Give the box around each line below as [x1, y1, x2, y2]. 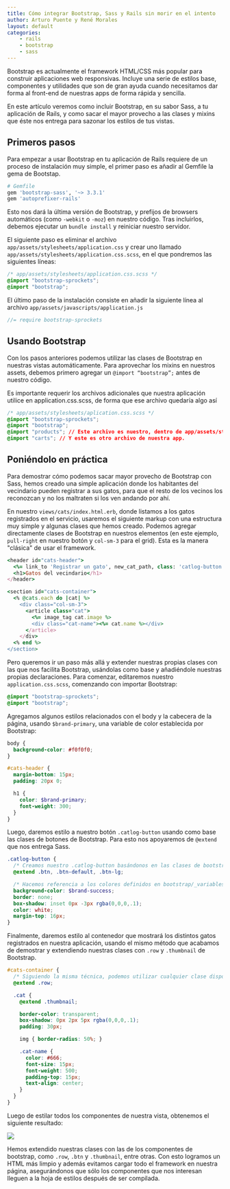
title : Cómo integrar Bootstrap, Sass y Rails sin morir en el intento [7, 10, 216, 17]
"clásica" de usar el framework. [7, 543, 96, 552]
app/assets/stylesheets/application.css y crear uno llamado [7, 243, 181, 251]
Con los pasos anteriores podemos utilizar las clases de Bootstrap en [7, 354, 203, 362]
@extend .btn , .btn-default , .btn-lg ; [13, 869, 125, 876]
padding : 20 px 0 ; [13, 778, 63, 785]
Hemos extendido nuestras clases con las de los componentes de [7, 1144, 193, 1153]
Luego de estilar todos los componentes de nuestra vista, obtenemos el [7, 1112, 209, 1120]
